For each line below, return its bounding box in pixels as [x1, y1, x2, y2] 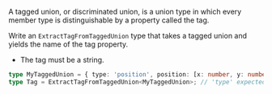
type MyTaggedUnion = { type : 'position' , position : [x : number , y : [8, 71, 244, 79]
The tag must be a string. [19, 55, 104, 64]
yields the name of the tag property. [8, 39, 129, 49]
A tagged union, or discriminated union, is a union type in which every [8, 7, 242, 16]
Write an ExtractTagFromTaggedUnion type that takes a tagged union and [8, 31, 248, 40]
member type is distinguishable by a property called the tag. [8, 15, 210, 25]
